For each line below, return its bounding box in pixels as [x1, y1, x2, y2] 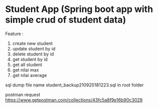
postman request [5, 91, 41, 97]
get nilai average [12, 72, 47, 78]
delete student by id [12, 51, 54, 57]
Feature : [5, 30, 24, 36]
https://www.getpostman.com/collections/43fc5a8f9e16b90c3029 [5, 96, 143, 103]
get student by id [12, 56, 48, 62]
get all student [12, 61, 43, 67]
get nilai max [12, 66, 39, 73]
